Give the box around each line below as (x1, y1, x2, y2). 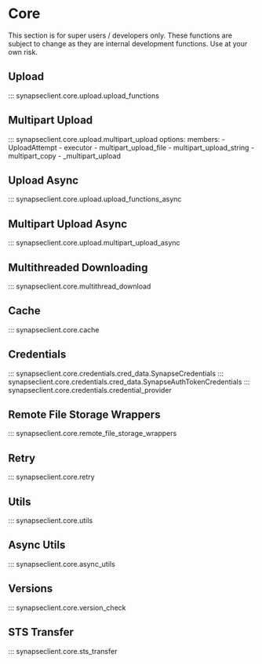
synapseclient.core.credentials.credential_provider (8, 385, 173, 394)
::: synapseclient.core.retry (8, 472, 96, 482)
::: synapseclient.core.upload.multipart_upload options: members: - (8, 134, 225, 143)
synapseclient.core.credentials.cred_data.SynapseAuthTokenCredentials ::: (8, 377, 250, 386)
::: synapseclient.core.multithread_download (8, 281, 151, 291)
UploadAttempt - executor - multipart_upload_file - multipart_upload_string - (8, 143, 255, 152)
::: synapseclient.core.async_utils (8, 559, 115, 568)
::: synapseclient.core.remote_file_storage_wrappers (8, 429, 177, 438)
